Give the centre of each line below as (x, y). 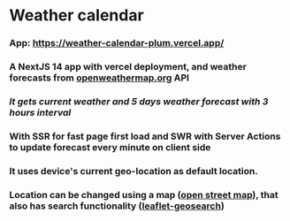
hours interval (40, 112)
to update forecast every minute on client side (110, 147)
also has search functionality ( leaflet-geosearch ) (117, 206)
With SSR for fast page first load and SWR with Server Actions (145, 136)
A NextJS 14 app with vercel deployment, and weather (128, 67)
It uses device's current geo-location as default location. (134, 171)
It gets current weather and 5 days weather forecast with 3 (139, 101)
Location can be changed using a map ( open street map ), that (144, 194)
